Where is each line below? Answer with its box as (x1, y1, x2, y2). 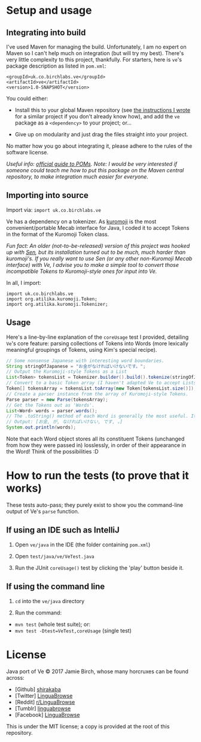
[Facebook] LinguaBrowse (14, 711, 80, 718)
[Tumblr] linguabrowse (14, 704, 71, 712)
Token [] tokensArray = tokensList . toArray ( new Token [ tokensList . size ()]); (6, 385, 197, 391)
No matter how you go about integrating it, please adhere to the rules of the (6, 142, 193, 150)
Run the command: (14, 609, 62, 616)
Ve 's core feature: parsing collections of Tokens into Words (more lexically (6, 339, 188, 347)
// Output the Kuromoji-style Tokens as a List (6, 369, 127, 375)
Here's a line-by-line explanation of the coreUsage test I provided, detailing (6, 333, 189, 340)
